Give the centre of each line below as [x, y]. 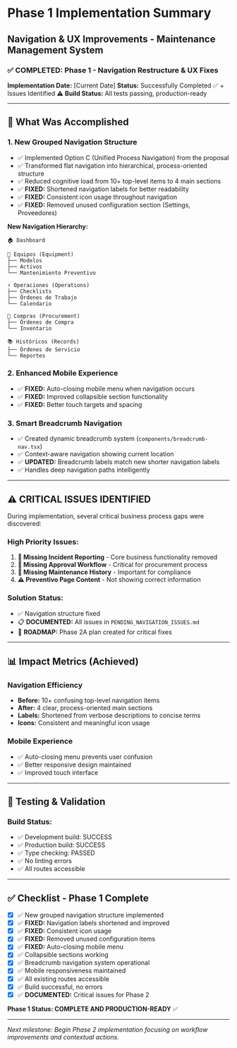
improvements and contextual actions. [63, 1037]
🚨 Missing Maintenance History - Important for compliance [104, 572]
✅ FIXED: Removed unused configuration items [86, 939]
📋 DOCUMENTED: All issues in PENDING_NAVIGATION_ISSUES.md [108, 621]
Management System [55, 50]
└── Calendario [30, 304]
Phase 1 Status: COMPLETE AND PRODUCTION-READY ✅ [93, 1009]
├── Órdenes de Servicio [44, 349]
